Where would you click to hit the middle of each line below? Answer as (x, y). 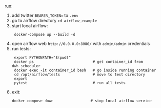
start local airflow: (30, 26)
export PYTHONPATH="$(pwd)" (42, 58)
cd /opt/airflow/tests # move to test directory (80, 75)
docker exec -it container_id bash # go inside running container (85, 70)
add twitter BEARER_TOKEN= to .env (45, 15)
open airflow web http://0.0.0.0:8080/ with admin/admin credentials (81, 44)
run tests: (21, 49)
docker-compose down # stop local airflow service (81, 101)
